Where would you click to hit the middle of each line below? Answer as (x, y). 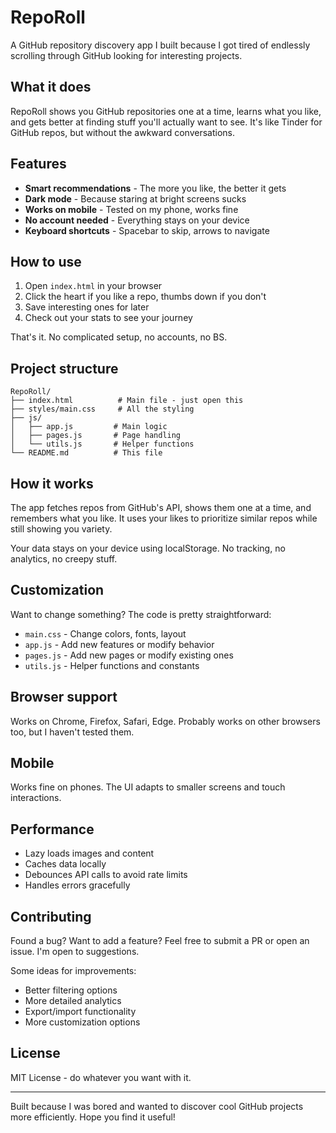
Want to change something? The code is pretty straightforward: (141, 614)
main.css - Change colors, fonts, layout (105, 633)
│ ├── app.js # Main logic (89, 427)
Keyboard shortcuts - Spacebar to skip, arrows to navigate (147, 230)
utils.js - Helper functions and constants (112, 665)
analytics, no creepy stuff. (64, 559)
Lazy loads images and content (89, 853)
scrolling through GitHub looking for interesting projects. (126, 55)
